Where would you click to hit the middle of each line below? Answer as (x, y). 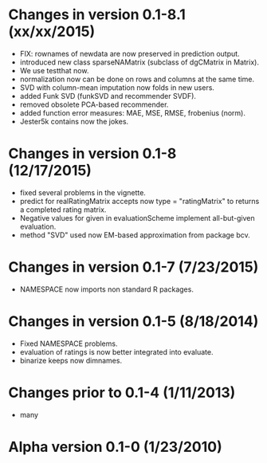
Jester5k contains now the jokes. (74, 121)
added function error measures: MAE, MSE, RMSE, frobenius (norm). (132, 112)
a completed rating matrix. (63, 210)
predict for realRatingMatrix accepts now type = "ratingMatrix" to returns (139, 201)
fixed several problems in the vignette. (82, 192)
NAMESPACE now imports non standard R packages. (106, 289)
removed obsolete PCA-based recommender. (94, 104)
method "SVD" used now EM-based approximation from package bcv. (135, 235)
